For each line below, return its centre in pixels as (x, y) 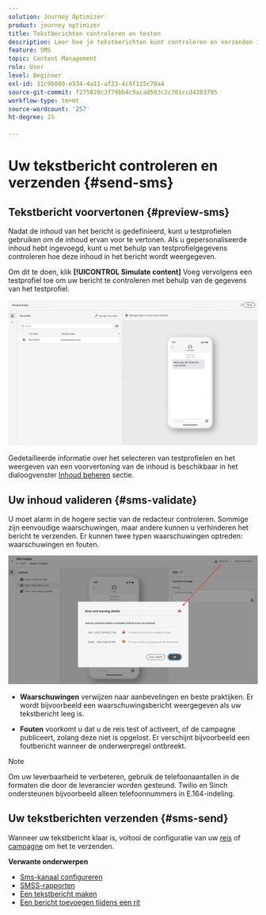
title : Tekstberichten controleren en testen (84, 33)
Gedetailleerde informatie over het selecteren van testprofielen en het (122, 458)
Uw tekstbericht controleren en (113, 166)
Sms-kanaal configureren (61, 877)
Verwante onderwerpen (48, 861)
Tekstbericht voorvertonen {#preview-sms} (119, 212)
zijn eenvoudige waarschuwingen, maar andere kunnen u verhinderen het (129, 527)
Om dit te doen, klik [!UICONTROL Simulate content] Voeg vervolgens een (130, 272)
